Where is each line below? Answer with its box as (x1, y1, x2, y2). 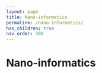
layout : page (6, 8, 39, 15)
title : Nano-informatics (6, 14, 68, 20)
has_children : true (6, 25, 55, 31)
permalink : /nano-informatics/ (6, 20, 84, 26)
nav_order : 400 (6, 31, 44, 37)
